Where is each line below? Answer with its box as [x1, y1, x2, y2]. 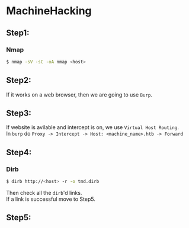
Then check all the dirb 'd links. [6, 189, 82, 196]
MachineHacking [6, 4, 92, 18]
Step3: [6, 108, 31, 118]
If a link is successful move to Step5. [6, 195, 96, 203]
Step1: [6, 28, 30, 38]
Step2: [6, 75, 31, 85]
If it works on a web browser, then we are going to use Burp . [6, 91, 153, 98]
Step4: [6, 147, 32, 158]
